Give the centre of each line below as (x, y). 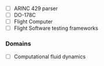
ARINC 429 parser (36, 8)
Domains (18, 44)
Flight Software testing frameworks (56, 28)
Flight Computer (33, 22)
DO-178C (25, 15)
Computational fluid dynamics (50, 56)
